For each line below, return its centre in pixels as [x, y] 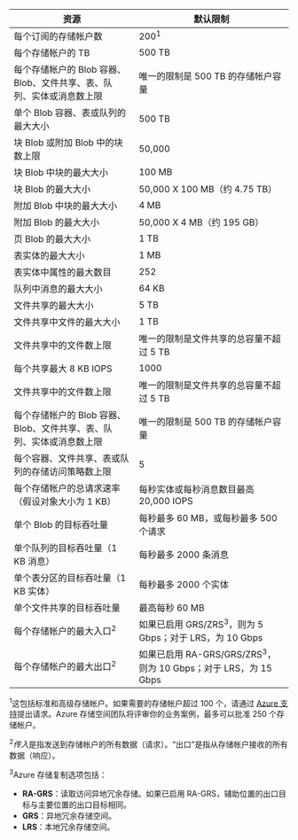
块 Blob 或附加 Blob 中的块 [68, 143]
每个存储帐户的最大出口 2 [65, 666]
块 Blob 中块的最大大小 [61, 172]
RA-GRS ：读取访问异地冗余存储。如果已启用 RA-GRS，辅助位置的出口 [150, 793]
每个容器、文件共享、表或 [67, 458]
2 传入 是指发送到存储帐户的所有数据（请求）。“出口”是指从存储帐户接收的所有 [149, 743]
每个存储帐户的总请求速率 [67, 488]
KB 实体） [34, 591]
